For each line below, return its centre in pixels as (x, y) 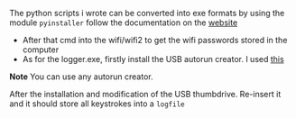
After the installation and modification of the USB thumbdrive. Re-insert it (145, 94)
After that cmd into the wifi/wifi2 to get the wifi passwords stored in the (155, 40)
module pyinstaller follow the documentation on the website (124, 23)
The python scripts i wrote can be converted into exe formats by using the (147, 13)
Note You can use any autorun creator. (81, 77)
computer (41, 50)
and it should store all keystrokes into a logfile (97, 104)
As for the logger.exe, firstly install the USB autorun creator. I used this (153, 59)
